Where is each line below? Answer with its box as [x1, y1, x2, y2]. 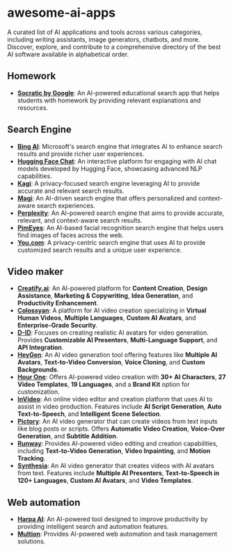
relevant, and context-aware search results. [17, 216, 143, 224]
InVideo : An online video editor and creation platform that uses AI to [17, 395, 213, 404]
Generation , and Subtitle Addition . [17, 432, 118, 440]
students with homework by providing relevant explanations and [17, 96, 201, 104]
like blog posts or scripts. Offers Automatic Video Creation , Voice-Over [17, 424, 225, 433]
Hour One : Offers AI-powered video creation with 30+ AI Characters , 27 [17, 373, 226, 381]
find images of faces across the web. [17, 231, 124, 239]
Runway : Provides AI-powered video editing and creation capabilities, [17, 440, 218, 448]
